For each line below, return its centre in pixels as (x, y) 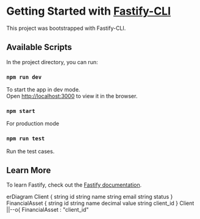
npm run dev (24, 77)
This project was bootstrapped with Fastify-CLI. (66, 28)
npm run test (26, 139)
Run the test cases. (30, 151)
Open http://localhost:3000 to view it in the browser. (72, 96)
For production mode (33, 124)
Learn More (29, 171)
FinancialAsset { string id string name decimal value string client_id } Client (100, 203)
